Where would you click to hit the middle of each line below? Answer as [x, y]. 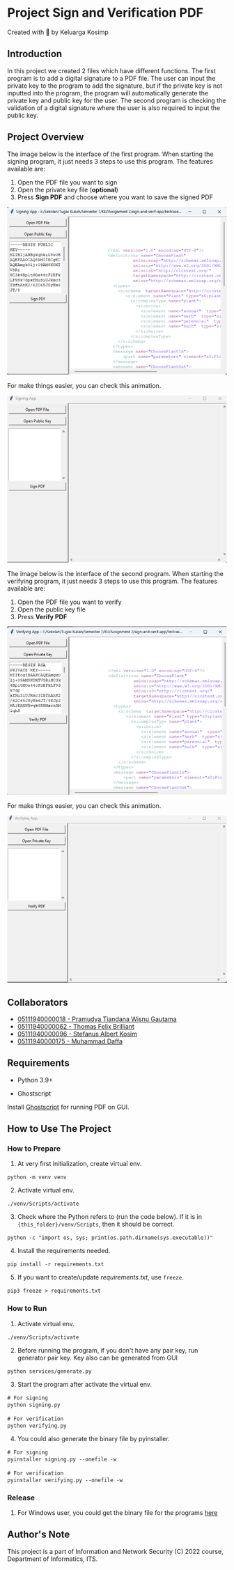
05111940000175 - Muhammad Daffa [70, 1041]
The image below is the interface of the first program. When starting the [110, 154]
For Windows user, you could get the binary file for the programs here [117, 1513]
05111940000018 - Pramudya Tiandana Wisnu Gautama [97, 1019]
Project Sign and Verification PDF [106, 13]
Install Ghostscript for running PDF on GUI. [69, 1107]
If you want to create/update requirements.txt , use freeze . [101, 1277]
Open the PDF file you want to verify [69, 602]
